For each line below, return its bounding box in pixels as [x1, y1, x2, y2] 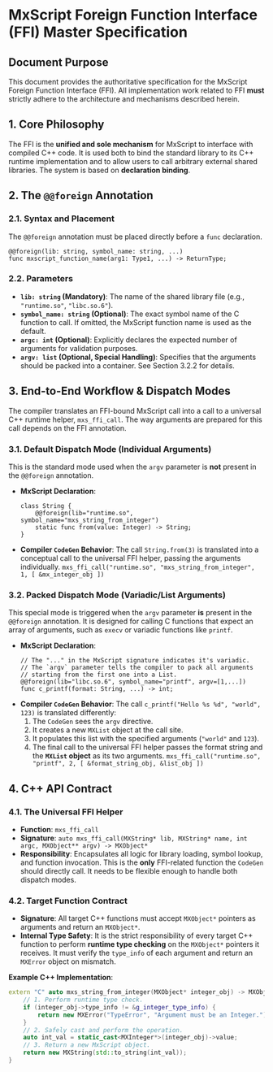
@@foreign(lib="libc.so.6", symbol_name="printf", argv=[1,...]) [19, 678, 246, 686]
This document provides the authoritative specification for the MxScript [8, 77, 248, 86]
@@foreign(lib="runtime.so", [35, 509, 134, 517]
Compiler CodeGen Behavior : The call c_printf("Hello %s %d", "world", [19, 699, 262, 709]
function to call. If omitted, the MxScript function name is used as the [19, 317, 252, 327]
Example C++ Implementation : [8, 973, 114, 983]
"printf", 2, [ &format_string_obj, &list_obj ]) [32, 760, 205, 768]
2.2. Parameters [8, 273, 73, 284]
